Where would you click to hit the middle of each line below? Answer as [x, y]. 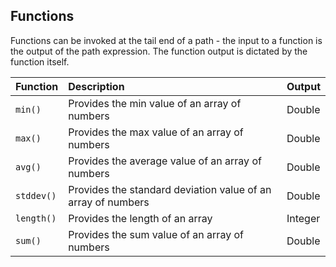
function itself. [40, 61]
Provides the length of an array [140, 218]
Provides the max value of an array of [156, 132]
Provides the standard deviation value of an [170, 189]
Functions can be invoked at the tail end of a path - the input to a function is [166, 40]
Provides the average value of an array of [165, 161]
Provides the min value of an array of [155, 103]
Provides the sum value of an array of [156, 234]
